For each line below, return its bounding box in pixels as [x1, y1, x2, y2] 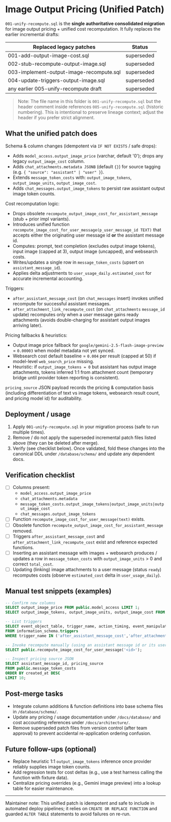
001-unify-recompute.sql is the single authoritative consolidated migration [5, 20, 165, 27]
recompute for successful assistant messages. [12, 300, 111, 306]
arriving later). [12, 322, 43, 328]
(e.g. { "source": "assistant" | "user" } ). [12, 169, 104, 175]
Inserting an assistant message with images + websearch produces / [12, 550, 157, 556]
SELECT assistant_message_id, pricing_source [5, 661, 103, 666]
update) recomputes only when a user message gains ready [12, 311, 139, 317]
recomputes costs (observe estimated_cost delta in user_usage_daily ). [12, 572, 161, 578]
